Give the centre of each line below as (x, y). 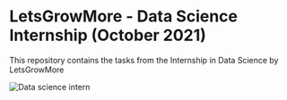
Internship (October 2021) (108, 35)
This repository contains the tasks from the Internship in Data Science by (144, 60)
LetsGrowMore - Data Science (123, 17)
